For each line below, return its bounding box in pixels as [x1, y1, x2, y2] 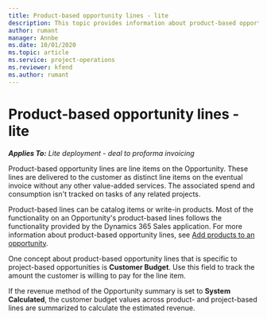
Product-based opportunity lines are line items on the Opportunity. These [8, 164, 249, 173]
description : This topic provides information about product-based [8, 19, 237, 27]
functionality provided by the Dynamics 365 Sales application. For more [8, 221, 242, 231]
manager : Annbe [8, 33, 59, 42]
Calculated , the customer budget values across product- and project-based [8, 294, 258, 304]
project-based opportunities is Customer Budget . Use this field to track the [8, 262, 256, 271]
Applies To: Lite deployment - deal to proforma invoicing [8, 148, 195, 158]
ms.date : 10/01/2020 [8, 41, 77, 49]
